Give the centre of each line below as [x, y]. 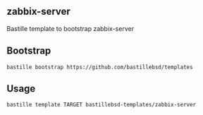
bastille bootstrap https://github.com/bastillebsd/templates [100, 67]
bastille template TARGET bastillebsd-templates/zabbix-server [101, 105]
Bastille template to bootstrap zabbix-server [70, 28]
